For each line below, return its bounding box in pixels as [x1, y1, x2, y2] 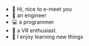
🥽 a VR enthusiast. [11, 27, 57, 34]
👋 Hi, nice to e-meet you [11, 6, 72, 12]
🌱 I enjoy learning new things [11, 33, 84, 40]
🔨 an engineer [11, 12, 47, 19]
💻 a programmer [11, 18, 54, 25]
